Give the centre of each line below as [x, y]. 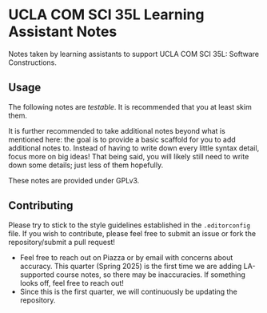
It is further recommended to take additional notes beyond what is [117, 130]
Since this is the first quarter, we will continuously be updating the [128, 291]
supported [37, 275]
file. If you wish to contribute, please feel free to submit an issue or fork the [132, 233]
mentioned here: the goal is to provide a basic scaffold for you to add [122, 139]
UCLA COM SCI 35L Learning [106, 15]
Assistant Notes [63, 32]
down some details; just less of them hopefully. [86, 165]
